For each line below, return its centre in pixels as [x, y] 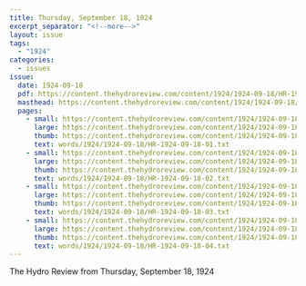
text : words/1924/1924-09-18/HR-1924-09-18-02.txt [132, 178]
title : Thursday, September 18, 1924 [81, 18]
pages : [30, 111]
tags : [20, 43]
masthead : [36, 102]
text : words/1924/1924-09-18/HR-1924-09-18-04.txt [132, 246]
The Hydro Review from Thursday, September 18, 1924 [112, 271]
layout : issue [36, 35]
